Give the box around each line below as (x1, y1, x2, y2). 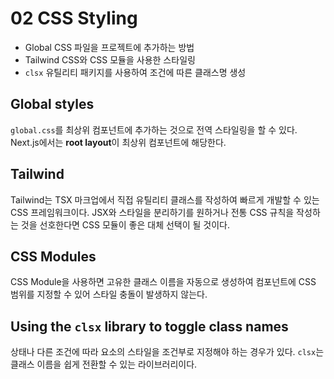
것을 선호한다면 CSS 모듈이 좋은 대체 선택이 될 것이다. (20, 218, 231, 231)
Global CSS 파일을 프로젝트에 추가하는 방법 (24, 41, 195, 53)
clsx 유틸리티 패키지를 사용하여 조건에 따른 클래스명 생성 (24, 66, 247, 78)
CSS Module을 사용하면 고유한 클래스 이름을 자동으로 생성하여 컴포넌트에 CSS (10, 276, 317, 288)
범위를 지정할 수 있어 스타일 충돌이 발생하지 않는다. (10, 288, 208, 301)
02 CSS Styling (10, 7, 138, 30)
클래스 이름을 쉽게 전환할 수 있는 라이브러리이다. (10, 358, 198, 371)
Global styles (10, 96, 95, 113)
